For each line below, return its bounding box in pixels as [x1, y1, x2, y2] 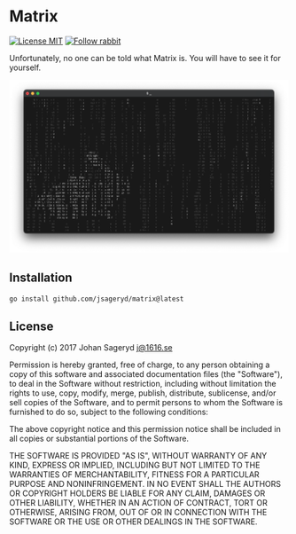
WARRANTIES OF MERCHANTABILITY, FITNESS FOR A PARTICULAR [9, 469, 260, 480]
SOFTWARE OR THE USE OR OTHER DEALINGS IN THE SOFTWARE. [9, 516, 258, 527]
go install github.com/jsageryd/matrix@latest [9, 294, 184, 303]
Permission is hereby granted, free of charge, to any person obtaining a [9, 359, 270, 370]
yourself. [9, 62, 42, 73]
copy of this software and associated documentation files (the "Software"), [9, 369, 284, 380]
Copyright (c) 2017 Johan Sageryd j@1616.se [9, 342, 173, 353]
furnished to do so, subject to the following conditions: [9, 406, 208, 418]
